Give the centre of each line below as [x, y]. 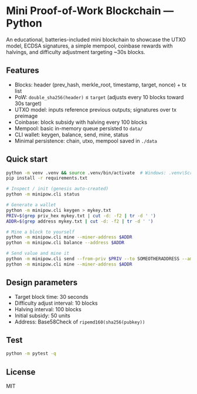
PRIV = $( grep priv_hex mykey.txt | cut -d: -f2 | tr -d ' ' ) [81, 215]
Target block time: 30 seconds [51, 297]
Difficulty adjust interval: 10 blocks [56, 303]
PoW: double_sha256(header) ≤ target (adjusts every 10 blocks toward [99, 97]
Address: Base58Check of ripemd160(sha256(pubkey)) [80, 322]
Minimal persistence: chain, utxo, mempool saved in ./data [86, 141]
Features [23, 71]
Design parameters [42, 283]
